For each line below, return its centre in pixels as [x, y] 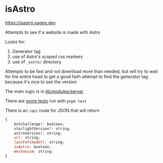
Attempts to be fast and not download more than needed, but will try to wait [81, 71]
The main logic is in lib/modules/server [44, 91]
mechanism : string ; [34, 152]
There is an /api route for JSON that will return [52, 110]
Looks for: [15, 42]
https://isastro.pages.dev [30, 23]
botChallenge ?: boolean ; [39, 124]
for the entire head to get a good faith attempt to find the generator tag [77, 76]
